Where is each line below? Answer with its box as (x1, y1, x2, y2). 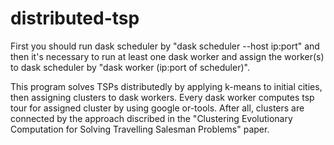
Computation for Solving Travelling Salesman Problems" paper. (10, 123, 270, 135)
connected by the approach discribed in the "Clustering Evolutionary (10, 112, 293, 124)
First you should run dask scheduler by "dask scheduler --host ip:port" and (10, 40, 320, 52)
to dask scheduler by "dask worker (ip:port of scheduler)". (10, 61, 250, 73)
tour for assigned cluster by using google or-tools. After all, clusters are (10, 102, 305, 114)
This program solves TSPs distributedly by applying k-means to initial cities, (10, 80, 323, 92)
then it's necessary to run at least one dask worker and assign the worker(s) (10, 50, 325, 62)
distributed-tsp (10, 7, 140, 30)
